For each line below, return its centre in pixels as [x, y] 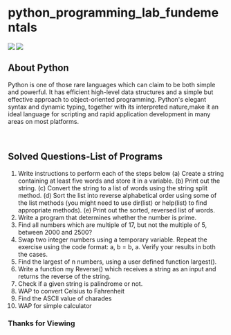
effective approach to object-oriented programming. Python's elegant [107, 99]
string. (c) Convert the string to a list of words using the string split [113, 188]
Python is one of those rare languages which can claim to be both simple [112, 84]
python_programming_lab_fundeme [113, 13]
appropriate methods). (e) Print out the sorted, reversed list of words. [116, 210]
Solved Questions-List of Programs [85, 157]
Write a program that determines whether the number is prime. [107, 217]
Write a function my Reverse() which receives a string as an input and [117, 269]
